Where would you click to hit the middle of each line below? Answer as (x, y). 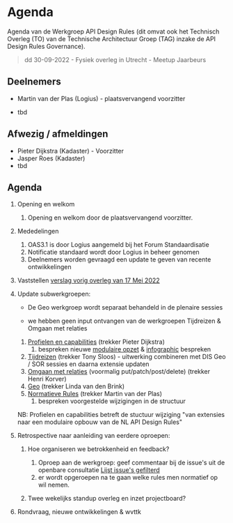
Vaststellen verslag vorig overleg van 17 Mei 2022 (88, 280)
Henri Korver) (47, 379)
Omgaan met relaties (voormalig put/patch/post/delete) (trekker (119, 372)
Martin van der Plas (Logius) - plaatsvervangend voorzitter (101, 98)
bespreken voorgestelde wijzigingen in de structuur (112, 401)
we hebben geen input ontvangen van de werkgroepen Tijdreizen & (124, 321)
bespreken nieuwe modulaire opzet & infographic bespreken (124, 349)
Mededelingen (38, 232)
